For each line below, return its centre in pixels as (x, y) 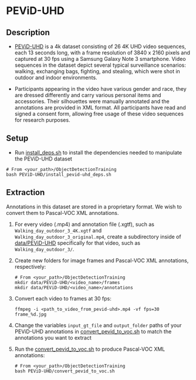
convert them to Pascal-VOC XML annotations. (62, 213)
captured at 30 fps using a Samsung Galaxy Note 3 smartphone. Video (100, 59)
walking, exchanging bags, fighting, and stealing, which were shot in (97, 71)
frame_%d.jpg (31, 314)
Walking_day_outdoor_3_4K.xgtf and (58, 230)
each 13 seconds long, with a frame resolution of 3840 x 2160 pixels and (102, 53)
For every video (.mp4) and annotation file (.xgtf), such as (84, 224)
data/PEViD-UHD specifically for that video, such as (77, 243)
